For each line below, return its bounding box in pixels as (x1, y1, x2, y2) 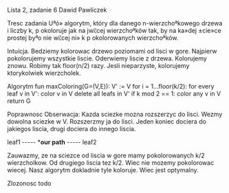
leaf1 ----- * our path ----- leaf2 (7, 138, 98, 146)
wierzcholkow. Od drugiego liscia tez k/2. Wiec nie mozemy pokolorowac (7, 159, 215, 167)
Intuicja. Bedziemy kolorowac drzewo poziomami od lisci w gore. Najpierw (7, 47, 218, 55)
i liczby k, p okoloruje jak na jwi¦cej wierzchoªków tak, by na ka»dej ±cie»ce (7, 27, 221, 34)
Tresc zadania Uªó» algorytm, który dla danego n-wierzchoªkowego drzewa (7, 19, 223, 27)
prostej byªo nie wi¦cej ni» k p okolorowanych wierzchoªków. (7, 34, 179, 42)
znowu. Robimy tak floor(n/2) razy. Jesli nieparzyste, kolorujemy (7, 62, 190, 69)
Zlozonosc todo (7, 179, 52, 188)
